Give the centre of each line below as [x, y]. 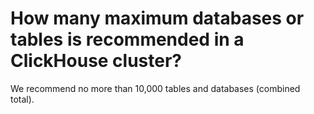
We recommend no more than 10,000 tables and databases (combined [155, 88]
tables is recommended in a [127, 39]
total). [22, 99]
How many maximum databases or [157, 18]
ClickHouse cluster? [96, 61]
